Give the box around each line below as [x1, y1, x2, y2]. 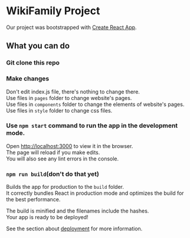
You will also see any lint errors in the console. [6, 155, 119, 162]
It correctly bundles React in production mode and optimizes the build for [6, 189, 184, 197]
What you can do [6, 41, 70, 51]
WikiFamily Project [6, 4, 100, 18]
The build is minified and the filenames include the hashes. [6, 207, 149, 214]
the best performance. [6, 196, 61, 203]
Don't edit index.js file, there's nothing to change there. [6, 88, 140, 95]
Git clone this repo [6, 59, 60, 67]
